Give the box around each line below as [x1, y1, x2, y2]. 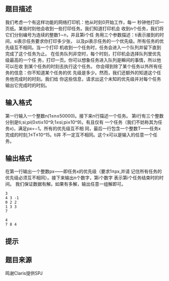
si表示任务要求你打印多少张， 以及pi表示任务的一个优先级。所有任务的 [14, 38, 160, 44]
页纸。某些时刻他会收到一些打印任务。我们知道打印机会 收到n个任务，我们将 [5, 25, 164, 31]
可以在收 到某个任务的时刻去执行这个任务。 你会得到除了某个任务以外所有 [5, 63, 158, 69]
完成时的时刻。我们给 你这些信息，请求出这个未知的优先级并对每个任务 [14, 76, 161, 82]
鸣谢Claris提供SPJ [5, 270, 43, 276]
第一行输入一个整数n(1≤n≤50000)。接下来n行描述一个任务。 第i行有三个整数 [5, 113, 164, 119]
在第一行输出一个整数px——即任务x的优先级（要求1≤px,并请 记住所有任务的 [5, 168, 162, 175]
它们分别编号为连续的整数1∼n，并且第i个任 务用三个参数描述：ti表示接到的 [5, 32, 160, 38]
